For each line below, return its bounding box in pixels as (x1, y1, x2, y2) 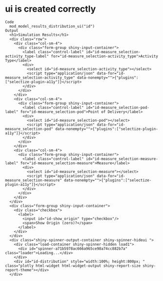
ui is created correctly (5, 3, 96, 15)
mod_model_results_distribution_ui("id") (9, 23, 95, 29)
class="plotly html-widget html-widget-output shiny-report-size (5, 263, 141, 268)
